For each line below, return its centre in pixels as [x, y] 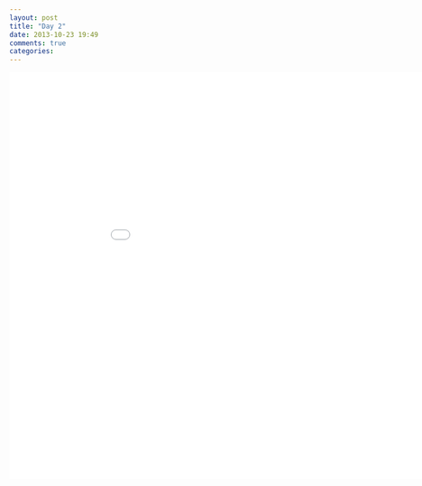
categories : [32, 51]
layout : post [34, 18]
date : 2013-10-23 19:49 [54, 34]
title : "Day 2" [38, 26]
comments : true [38, 43]
